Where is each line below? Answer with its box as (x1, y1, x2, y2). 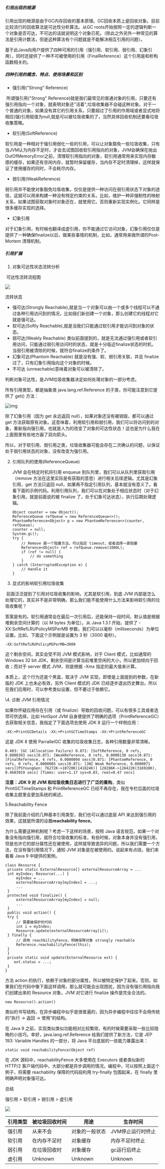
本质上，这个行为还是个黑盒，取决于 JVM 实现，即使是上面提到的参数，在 (5, 674, 155, 680)
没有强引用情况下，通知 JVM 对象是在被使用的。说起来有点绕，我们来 (18, 847, 159, 853)
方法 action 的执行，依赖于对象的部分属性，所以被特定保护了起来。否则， (5, 977, 154, 983)
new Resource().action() (5, 999, 56, 1004)
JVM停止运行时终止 (110, 1128, 156, 1135)
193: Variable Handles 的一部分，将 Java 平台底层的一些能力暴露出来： (5, 1037, 148, 1043)
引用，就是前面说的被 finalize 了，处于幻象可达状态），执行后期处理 (16, 493, 152, 500)
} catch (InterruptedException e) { (12, 562, 87, 567)
